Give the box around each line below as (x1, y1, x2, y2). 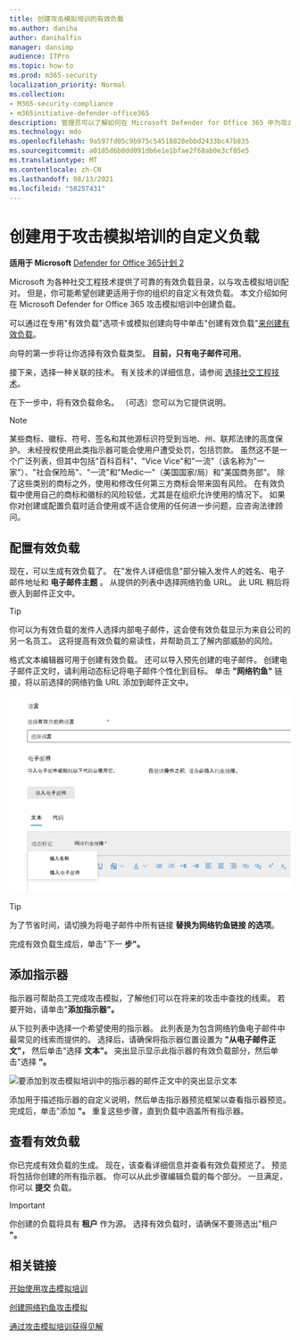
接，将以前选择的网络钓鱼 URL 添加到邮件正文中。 (9, 677, 194, 688)
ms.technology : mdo (9, 128, 82, 137)
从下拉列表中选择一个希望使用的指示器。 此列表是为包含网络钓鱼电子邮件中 (9, 1023, 286, 1034)
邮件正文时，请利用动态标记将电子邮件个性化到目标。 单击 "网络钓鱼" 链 (16, 666, 283, 676)
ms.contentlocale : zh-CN (9, 165, 102, 174)
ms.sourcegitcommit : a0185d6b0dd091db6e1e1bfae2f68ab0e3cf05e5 (9, 147, 250, 155)
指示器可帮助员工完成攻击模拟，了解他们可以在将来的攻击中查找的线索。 (9, 992, 275, 1003)
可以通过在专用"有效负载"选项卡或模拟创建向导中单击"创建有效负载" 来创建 (9, 318, 283, 329)
